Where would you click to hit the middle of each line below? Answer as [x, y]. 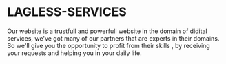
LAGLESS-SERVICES [67, 12]
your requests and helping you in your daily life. [75, 53]
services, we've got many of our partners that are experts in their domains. [113, 38]
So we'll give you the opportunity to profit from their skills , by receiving [109, 45]
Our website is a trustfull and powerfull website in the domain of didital [107, 31]
